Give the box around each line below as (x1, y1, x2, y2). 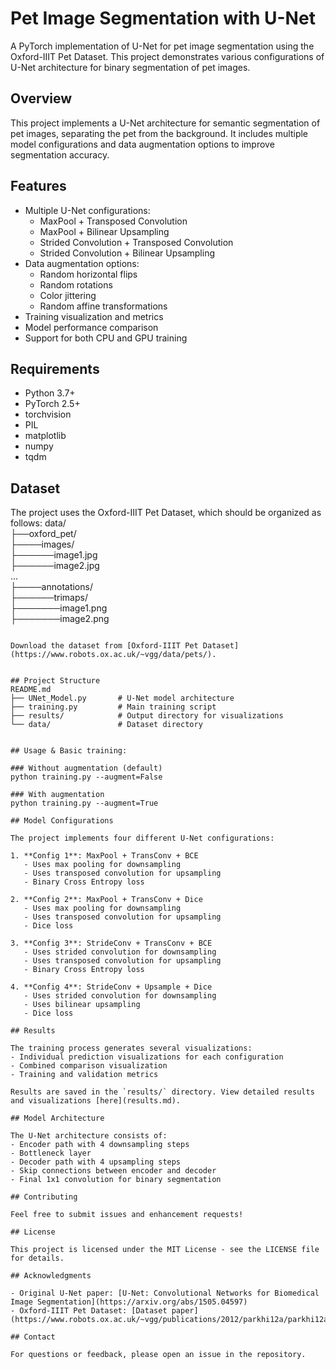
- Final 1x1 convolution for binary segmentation (10, 1175, 222, 1185)
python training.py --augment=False (10, 772, 163, 782)
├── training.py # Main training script (10, 702, 217, 712)
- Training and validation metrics (10, 1070, 159, 1080)
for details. (10, 1253, 65, 1264)
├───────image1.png (10, 602, 108, 614)
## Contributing (10, 1192, 78, 1202)
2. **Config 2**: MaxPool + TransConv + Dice (10, 895, 203, 905)
